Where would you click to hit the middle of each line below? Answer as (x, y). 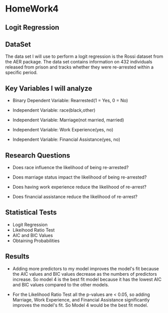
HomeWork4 (32, 9)
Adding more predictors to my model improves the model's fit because (86, 268)
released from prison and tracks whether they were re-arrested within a (79, 67)
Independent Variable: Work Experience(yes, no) (63, 130)
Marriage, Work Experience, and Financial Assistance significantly (81, 299)
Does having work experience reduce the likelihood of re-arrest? (79, 187)
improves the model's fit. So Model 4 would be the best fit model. (80, 305)
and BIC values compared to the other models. (61, 284)
